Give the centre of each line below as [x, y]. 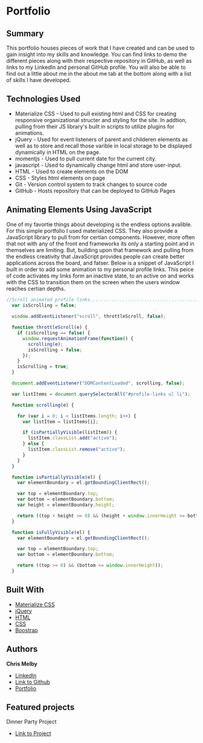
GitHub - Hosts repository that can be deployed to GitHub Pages [95, 190]
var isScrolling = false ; [44, 305]
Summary [25, 34]
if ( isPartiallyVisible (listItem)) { [70, 433]
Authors [22, 649]
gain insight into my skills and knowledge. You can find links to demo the [97, 54]
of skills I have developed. [39, 80]
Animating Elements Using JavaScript [79, 210]
